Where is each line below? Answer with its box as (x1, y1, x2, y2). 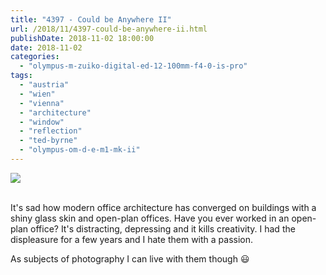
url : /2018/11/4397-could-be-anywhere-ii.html (10, 24, 208, 34)
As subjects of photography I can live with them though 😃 (10, 252, 250, 265)
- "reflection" (19, 126, 83, 136)
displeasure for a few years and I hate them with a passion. (10, 233, 254, 245)
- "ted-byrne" (19, 136, 78, 146)
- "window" (19, 117, 65, 127)
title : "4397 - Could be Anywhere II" (10, 14, 172, 25)
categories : (10, 52, 60, 62)
